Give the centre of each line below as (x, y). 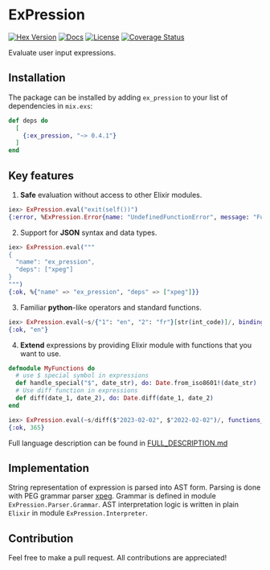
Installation (37, 78)
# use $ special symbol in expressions (82, 375)
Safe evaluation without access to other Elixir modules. (111, 195)
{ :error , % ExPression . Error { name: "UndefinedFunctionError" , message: (129, 217)
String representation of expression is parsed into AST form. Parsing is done (135, 487)
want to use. (41, 353)
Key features (41, 176)
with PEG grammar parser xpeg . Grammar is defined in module (112, 496)
